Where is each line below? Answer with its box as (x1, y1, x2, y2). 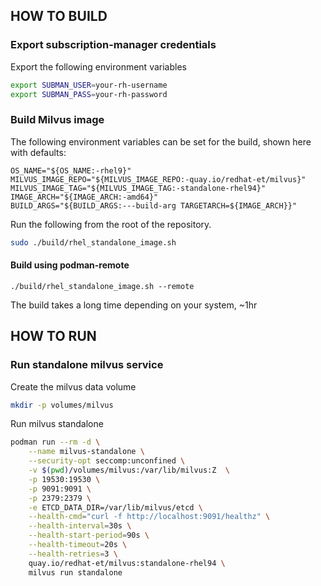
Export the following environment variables (10, 60, 187, 73)
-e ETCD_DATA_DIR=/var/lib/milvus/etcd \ (28, 502, 203, 513)
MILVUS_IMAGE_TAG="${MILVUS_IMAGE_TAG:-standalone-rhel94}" (10, 183, 267, 193)
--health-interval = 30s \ (28, 521, 132, 531)
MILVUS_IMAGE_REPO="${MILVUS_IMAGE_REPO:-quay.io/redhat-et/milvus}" (10, 174, 307, 184)
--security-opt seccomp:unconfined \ (28, 456, 186, 466)
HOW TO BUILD (10, 8, 108, 25)
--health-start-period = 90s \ (28, 530, 150, 541)
